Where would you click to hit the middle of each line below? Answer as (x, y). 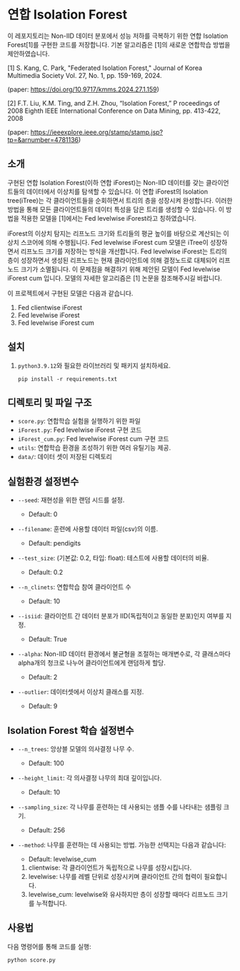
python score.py (31, 960)
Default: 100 (46, 763)
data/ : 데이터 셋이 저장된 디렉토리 (65, 457)
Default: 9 (43, 706)
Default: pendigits (54, 543)
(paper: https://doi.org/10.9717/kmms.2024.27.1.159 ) (83, 89)
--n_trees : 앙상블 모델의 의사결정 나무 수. (76, 749)
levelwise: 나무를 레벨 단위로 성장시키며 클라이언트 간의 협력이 (115, 876)
